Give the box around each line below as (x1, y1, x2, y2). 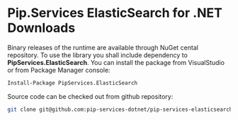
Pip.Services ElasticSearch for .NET (7, 5, 223, 21)
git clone (7, 106, 37, 113)
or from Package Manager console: (7, 66, 111, 74)
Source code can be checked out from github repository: (7, 92, 174, 100)
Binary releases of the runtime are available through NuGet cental (7, 43, 198, 52)
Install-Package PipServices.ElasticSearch (7, 79, 138, 86)
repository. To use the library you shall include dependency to (7, 51, 188, 59)
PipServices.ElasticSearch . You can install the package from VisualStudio (7, 58, 225, 66)
